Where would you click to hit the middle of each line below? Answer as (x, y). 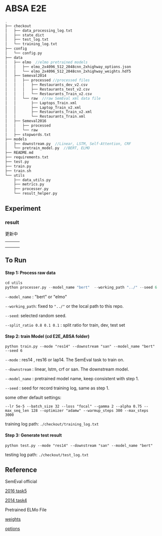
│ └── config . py (24, 53)
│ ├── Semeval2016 (26, 121)
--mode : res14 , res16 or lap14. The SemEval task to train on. (65, 360)
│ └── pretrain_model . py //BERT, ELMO (48, 148)
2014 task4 (16, 500)
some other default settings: (33, 398)
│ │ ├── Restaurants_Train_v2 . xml (49, 112)
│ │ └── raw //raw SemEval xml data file (53, 98)
